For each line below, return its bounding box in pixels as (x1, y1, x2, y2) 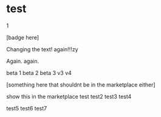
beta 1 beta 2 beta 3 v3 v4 (6, 69, 72, 76)
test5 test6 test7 (6, 104, 47, 112)
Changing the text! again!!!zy (6, 45, 78, 53)
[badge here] (6, 34, 39, 41)
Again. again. (6, 57, 39, 65)
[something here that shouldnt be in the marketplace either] (6, 81, 156, 88)
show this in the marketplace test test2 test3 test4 (6, 93, 132, 100)
